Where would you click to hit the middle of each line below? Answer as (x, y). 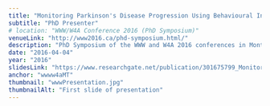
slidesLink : (28, 68)
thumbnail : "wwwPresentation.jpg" (66, 82)
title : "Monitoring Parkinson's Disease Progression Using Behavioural (131, 16)
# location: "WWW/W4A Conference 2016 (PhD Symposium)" (104, 30)
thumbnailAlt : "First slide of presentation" (86, 90)
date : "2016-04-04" (41, 53)
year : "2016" (30, 61)
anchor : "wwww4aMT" (41, 75)
